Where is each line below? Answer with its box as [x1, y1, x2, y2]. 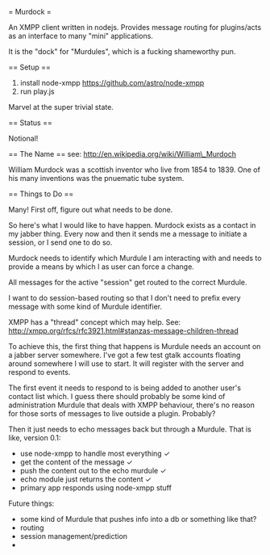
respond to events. [8, 368, 71, 376]
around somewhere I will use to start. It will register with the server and [8, 359, 244, 368]
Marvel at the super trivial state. [8, 103, 114, 111]
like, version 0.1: [8, 433, 61, 443]
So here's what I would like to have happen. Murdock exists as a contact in [8, 221, 256, 229]
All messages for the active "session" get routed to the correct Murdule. [8, 278, 247, 287]
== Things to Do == [8, 189, 74, 199]
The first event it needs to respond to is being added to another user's [8, 383, 242, 393]
